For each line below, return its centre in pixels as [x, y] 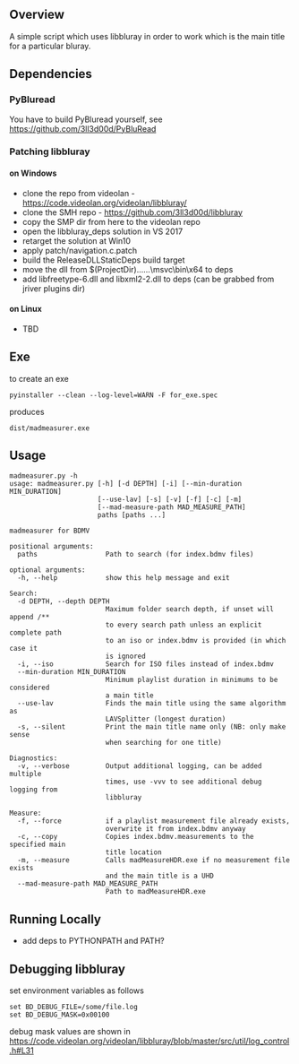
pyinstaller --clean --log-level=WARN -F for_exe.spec [114, 395]
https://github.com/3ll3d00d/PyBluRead [83, 128]
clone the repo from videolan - [79, 193]
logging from [34, 790]
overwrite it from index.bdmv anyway [175, 829]
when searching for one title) [163, 743]
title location [134, 852]
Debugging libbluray [67, 969]
